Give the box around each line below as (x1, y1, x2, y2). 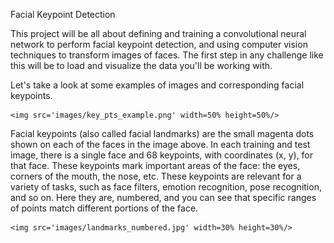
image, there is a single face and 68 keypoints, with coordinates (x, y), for (10, 149, 314, 161)
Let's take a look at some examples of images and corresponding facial (10, 79, 305, 91)
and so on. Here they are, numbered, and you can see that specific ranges (10, 192, 317, 203)
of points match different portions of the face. (10, 202, 199, 214)
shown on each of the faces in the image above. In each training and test (10, 139, 311, 150)
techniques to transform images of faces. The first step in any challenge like (10, 49, 324, 61)
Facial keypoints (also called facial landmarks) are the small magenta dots (10, 128, 315, 139)
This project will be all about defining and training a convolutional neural (10, 28, 307, 39)
